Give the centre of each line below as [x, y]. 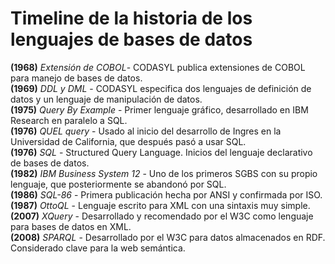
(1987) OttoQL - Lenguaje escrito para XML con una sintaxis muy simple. [160, 205]
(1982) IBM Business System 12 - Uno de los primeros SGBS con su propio [164, 173]
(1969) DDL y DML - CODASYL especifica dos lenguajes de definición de [161, 88]
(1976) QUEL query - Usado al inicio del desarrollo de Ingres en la [146, 131]
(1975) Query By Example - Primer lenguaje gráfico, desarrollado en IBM [159, 109]
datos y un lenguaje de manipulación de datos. [106, 99]
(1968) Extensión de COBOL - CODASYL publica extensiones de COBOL [158, 67]
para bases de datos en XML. [71, 226]
